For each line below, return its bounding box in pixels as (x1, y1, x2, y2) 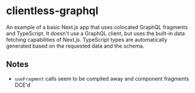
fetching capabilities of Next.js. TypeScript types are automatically (6, 36, 168, 43)
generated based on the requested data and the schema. (6, 42, 144, 49)
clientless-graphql (6, 4, 99, 18)
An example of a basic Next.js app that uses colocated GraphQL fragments (6, 24, 188, 31)
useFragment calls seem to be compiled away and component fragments (14, 75, 190, 82)
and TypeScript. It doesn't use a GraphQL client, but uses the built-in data (6, 29, 186, 36)
